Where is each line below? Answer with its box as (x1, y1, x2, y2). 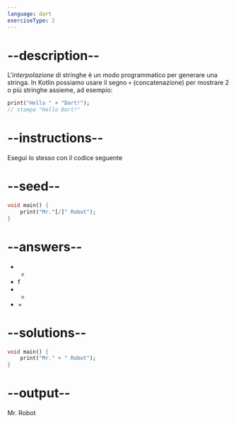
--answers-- (7, 239, 83, 255)
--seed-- (7, 179, 61, 195)
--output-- (7, 385, 71, 401)
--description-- (7, 47, 100, 64)
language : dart (7, 10, 52, 18)
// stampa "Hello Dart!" (7, 106, 81, 113)
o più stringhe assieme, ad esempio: (7, 86, 113, 94)
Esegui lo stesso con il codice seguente (7, 154, 123, 162)
